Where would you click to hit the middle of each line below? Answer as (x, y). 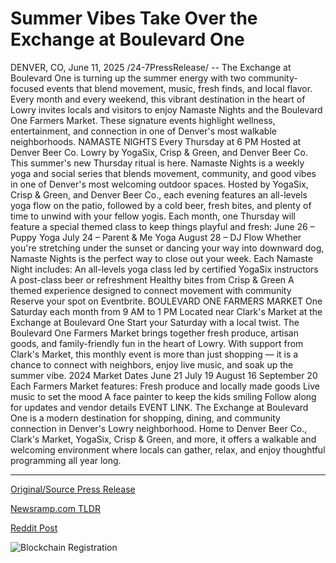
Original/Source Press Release (73, 489)
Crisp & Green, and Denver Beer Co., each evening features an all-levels (159, 194)
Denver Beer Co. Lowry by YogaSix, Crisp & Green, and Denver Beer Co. (159, 152)
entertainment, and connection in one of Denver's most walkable (143, 131)
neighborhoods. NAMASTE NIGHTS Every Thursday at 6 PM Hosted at (156, 141)
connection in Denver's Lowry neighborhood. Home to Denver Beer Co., (159, 428)
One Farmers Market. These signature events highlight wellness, (143, 120)
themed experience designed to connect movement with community (151, 290)
